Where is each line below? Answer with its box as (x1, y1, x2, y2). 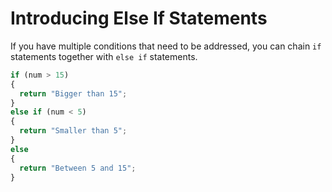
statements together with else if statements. (10, 50, 198, 62)
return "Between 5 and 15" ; (19, 163, 137, 173)
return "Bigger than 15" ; (19, 88, 128, 99)
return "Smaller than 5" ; (19, 126, 128, 136)
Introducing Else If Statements (10, 7, 268, 30)
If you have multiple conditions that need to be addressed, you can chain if (10, 40, 322, 52)
